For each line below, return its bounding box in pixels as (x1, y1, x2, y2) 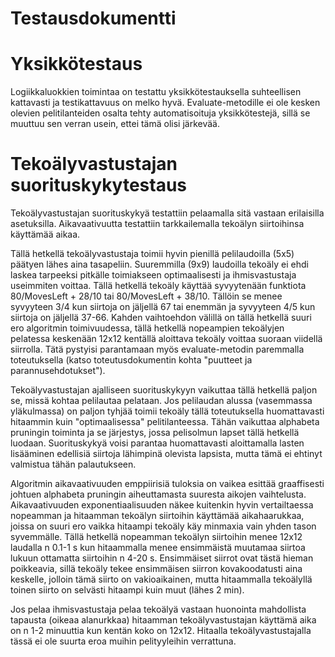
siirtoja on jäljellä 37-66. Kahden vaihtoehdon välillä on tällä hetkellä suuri (10, 312, 312, 324)
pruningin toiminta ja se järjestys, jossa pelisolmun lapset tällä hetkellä (10, 427, 300, 439)
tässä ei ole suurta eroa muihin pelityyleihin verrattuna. (10, 635, 237, 647)
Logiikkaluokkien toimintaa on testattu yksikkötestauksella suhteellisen (10, 86, 302, 98)
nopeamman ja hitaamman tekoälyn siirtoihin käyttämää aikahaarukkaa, (10, 510, 305, 522)
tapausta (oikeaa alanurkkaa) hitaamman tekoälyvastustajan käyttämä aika (10, 614, 317, 626)
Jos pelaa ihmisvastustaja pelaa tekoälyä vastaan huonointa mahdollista (10, 603, 307, 616)
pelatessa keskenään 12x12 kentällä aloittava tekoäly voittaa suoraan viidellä (10, 333, 323, 345)
